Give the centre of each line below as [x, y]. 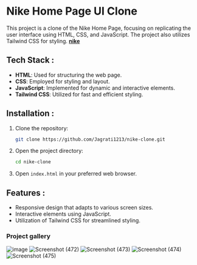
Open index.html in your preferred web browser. [76, 174]
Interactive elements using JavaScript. [63, 214]
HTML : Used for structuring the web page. [68, 75]
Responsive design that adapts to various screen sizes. [84, 208]
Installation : [30, 114]
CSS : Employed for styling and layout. [63, 81]
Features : [26, 193]
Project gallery [28, 236]
